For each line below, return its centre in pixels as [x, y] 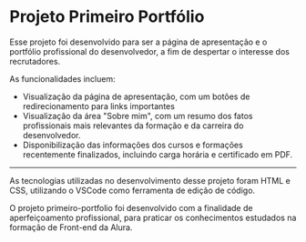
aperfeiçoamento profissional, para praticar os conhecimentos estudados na [153, 217]
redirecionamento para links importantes [99, 106]
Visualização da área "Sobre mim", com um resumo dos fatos [138, 116]
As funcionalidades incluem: [62, 78]
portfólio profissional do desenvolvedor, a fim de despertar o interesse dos [149, 51]
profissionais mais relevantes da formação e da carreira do [133, 126]
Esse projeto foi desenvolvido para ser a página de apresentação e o [138, 42]
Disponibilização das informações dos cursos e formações [133, 145]
